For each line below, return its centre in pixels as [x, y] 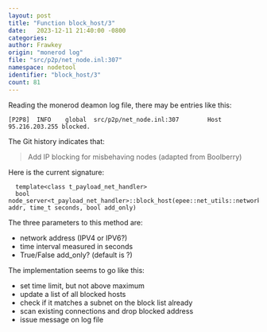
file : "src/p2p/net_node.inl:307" [66, 61]
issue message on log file [62, 319]
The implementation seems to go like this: [76, 270]
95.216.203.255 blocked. [49, 127]
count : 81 [25, 82]
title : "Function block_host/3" [62, 23]
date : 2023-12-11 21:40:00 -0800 [67, 30]
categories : [28, 38]
